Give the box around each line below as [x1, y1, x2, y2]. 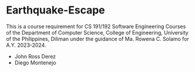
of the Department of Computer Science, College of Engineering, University [6, 29, 189, 36]
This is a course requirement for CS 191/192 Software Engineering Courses [6, 23, 186, 30]
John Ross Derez [14, 53, 56, 60]
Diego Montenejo [14, 59, 57, 66]
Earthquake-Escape [6, 4, 105, 17]
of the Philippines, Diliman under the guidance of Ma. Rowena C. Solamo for [6, 35, 189, 42]
